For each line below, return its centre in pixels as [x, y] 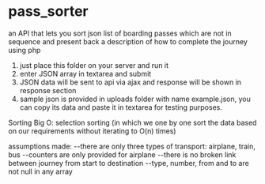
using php [25, 50]
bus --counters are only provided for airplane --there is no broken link [122, 154]
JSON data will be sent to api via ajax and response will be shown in [131, 82]
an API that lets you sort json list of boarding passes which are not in [120, 33]
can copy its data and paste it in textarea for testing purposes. [121, 107]
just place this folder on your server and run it [94, 65]
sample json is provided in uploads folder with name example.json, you [135, 99]
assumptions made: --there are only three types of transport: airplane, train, [132, 146]
